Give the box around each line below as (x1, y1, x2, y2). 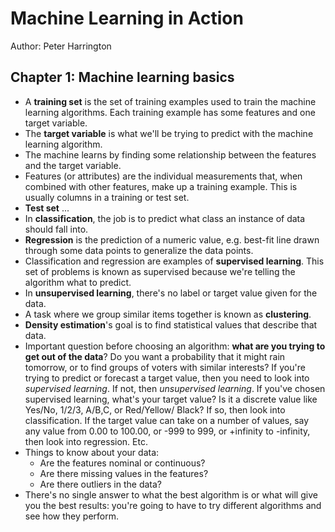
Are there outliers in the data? (39, 478, 163, 490)
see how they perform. (24, 510, 119, 522)
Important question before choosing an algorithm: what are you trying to (24, 340, 326, 352)
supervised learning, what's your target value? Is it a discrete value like (24, 393, 318, 405)
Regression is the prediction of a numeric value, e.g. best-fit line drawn (24, 233, 320, 246)
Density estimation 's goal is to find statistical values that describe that (24, 318, 318, 331)
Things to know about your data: (24, 446, 160, 458)
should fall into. (24, 223, 89, 235)
